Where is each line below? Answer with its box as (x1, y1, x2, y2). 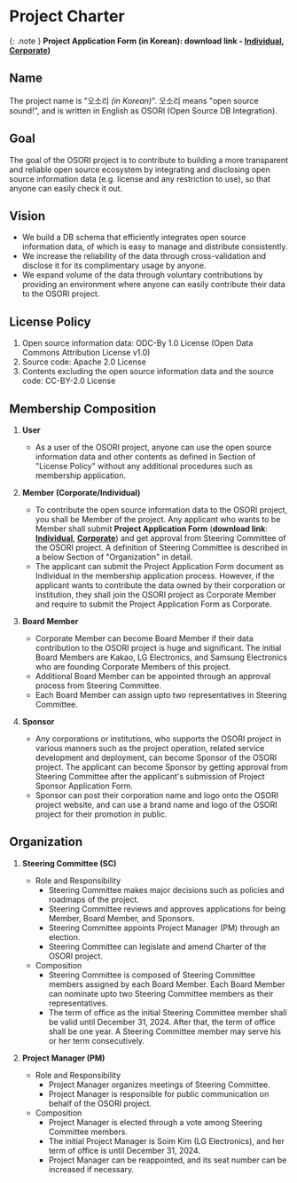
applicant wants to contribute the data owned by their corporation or (35, 580, 286, 591)
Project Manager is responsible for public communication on (48, 1088, 270, 1099)
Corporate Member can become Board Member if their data (35, 633, 254, 644)
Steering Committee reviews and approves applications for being (48, 903, 286, 914)
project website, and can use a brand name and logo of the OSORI (35, 800, 277, 810)
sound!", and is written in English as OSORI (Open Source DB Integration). (9, 105, 277, 116)
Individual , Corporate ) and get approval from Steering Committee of (35, 533, 286, 543)
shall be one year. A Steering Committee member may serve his (48, 1026, 282, 1037)
